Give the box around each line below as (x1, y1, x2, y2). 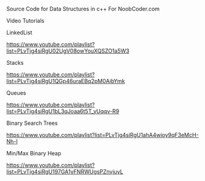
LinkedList (6, 29, 33, 36)
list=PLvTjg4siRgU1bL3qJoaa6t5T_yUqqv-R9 (6, 108, 120, 115)
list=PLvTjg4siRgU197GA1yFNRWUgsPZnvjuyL (6, 168, 124, 175)
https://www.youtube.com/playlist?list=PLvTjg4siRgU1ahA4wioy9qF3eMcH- (6, 131, 199, 138)
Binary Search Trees (6, 119, 58, 127)
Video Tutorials (6, 17, 45, 24)
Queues (6, 89, 26, 97)
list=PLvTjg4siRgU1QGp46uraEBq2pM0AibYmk (6, 78, 125, 84)
